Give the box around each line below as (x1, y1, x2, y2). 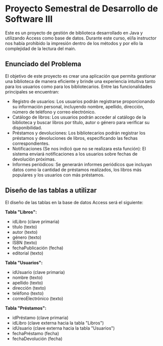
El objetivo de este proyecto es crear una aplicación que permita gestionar (5, 73, 156, 79)
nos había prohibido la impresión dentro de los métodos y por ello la (5, 40, 143, 46)
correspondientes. (12, 140, 50, 146)
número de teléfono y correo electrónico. (12, 109, 96, 115)
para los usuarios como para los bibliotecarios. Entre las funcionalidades (5, 84, 153, 89)
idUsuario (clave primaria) (12, 269, 65, 275)
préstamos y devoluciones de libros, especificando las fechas (12, 135, 138, 141)
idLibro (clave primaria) (12, 218, 60, 224)
